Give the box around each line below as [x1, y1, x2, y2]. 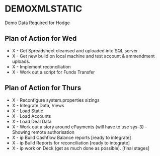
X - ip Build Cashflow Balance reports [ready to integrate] [12, 134, 131, 140]
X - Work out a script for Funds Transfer [12, 69, 95, 75]
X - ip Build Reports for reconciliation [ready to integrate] [12, 139, 130, 146]
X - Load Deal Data [12, 118, 52, 124]
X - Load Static [12, 108, 43, 114]
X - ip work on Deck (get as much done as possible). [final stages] [12, 145, 149, 151]
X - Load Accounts [12, 113, 51, 119]
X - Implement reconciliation [12, 63, 71, 69]
